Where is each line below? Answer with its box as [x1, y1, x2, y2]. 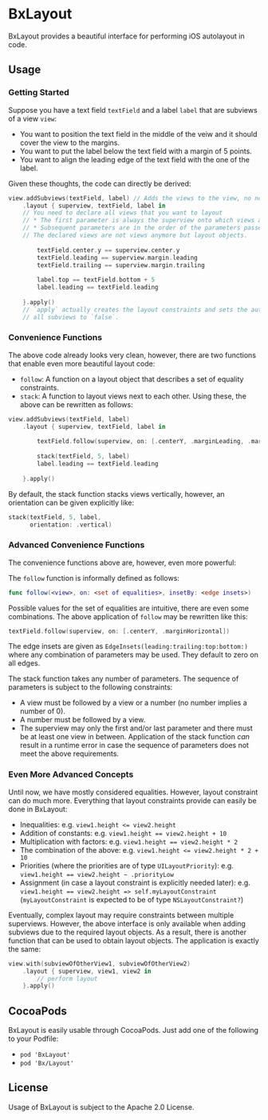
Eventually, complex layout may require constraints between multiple [8, 910, 235, 920]
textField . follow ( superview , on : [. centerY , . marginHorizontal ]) [8, 627, 231, 635]
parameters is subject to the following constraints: [8, 682, 173, 692]
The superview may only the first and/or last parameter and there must [19, 723, 253, 733]
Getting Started [8, 87, 69, 98]
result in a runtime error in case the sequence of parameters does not [19, 741, 250, 750]
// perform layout [37, 974, 98, 982]
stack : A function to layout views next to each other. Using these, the [19, 391, 247, 401]
